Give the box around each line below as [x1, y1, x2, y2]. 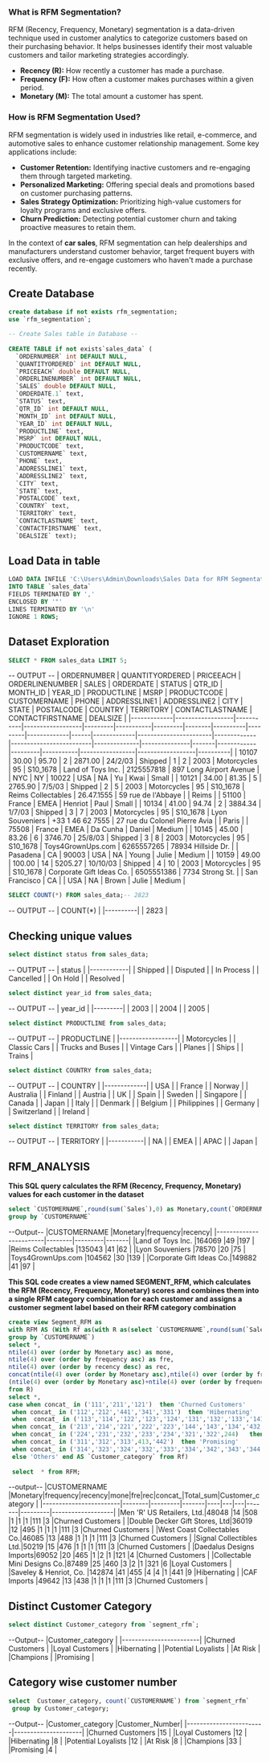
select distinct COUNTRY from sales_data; [8, 1066, 153, 1075]
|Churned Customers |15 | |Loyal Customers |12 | [85, 1727, 247, 1737]
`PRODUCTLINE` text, [15, 427, 84, 436]
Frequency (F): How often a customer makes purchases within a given [19, 75, 254, 84]
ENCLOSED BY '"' [8, 598, 63, 606]
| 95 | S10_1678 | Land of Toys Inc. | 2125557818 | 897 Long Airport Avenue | [8, 764, 260, 774]
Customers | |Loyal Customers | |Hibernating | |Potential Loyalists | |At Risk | [8, 1644, 261, 1653]
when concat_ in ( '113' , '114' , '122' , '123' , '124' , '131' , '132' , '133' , [11, 1416, 250, 1424]
